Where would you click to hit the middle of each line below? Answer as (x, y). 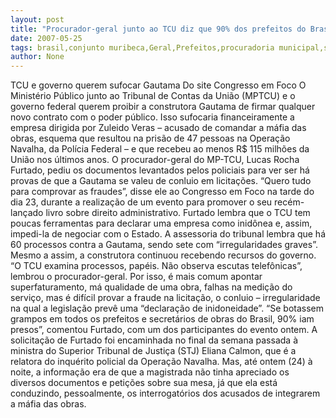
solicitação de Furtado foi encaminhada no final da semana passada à (154, 340)
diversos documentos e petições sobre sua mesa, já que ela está (144, 383)
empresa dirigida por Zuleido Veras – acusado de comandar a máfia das (158, 128)
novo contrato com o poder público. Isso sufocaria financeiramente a (152, 117)
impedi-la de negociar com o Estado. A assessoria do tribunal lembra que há (168, 234)
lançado (27, 213)
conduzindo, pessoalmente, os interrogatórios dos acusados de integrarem (165, 393)
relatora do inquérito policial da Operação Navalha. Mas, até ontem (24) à (161, 362)
